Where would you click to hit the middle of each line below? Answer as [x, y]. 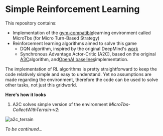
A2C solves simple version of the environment [60, 104]
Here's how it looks [26, 94]
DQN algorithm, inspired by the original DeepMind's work [79, 48]
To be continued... [24, 129]
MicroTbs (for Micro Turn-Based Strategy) [56, 38]
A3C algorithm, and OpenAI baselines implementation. [74, 59]
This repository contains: [31, 23]
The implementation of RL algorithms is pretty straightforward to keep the [81, 69]
